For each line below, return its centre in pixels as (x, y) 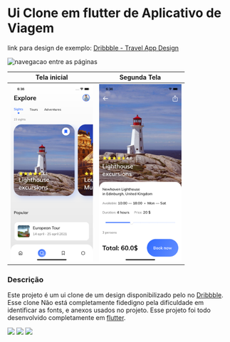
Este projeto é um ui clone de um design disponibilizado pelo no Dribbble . (115, 295)
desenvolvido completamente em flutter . (67, 318)
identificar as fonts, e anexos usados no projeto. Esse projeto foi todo (109, 310)
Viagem (31, 28)
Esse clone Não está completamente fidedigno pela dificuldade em (106, 303)
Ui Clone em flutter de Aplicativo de (115, 13)
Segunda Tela (140, 78)
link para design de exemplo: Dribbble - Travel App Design (93, 48)
